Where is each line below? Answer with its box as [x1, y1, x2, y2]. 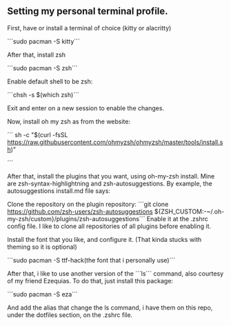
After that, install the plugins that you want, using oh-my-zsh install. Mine [7, 172, 215, 180]
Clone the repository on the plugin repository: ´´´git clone [7, 200, 169, 208]
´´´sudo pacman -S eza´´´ [7, 289, 78, 298]
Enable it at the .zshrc [146, 214, 209, 223]
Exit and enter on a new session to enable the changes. [7, 103, 164, 112]
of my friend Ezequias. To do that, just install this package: [7, 276, 174, 285]
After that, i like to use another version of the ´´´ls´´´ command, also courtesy [7, 269, 224, 278]
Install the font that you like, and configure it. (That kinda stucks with [7, 235, 202, 243]
